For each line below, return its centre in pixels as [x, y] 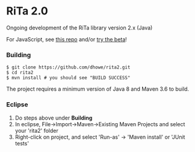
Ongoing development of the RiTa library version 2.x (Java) [79, 28]
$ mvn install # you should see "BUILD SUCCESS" [68, 78]
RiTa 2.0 [27, 11]
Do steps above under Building [54, 118]
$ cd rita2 [20, 73]
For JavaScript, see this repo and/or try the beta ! [67, 39]
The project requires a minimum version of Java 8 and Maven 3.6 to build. [98, 89]
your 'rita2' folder [37, 130]
